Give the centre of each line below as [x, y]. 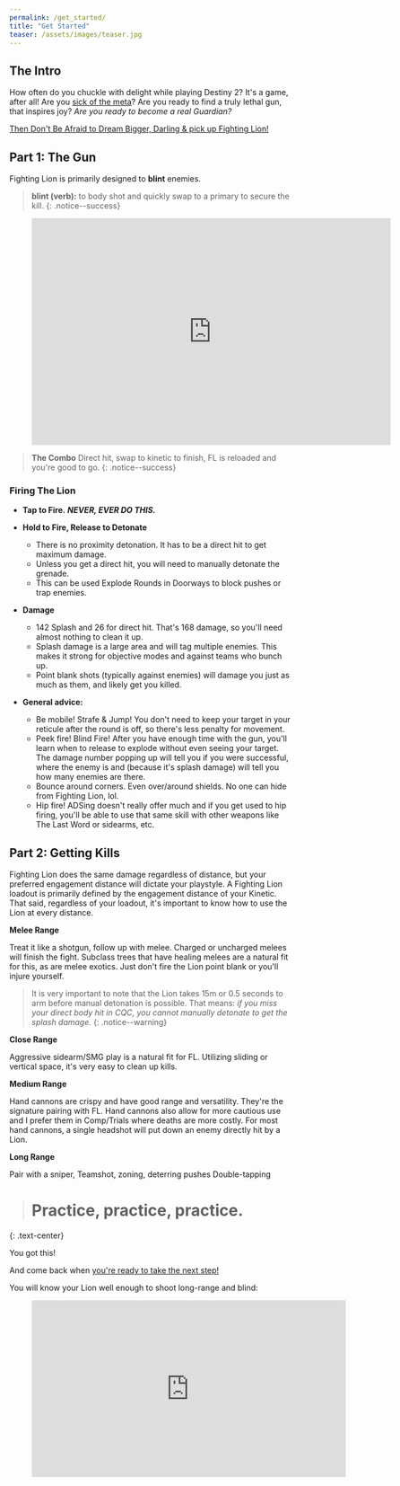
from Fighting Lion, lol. [77, 796]
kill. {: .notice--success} [76, 206]
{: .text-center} [37, 1235]
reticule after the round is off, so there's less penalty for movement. [160, 730]
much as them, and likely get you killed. [109, 685]
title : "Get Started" [50, 26]
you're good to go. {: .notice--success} [104, 467]
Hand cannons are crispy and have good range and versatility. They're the [147, 1101]
